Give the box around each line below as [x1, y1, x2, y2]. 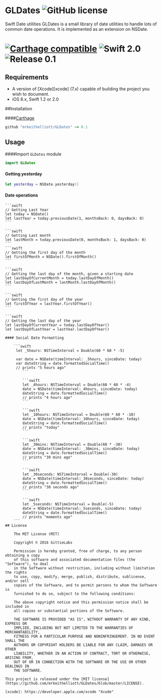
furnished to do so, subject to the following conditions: [14, 591, 136, 596]
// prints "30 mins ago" [22, 455, 73, 460]
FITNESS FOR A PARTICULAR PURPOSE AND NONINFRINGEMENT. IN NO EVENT [14, 634, 155, 639]
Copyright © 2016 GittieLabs [14, 540, 73, 545]
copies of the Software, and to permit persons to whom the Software [14, 582, 158, 587]
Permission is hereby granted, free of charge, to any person [14, 548, 142, 553]
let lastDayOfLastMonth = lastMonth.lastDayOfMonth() [5, 280, 116, 285]
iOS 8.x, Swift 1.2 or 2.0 [12, 96, 59, 102]
